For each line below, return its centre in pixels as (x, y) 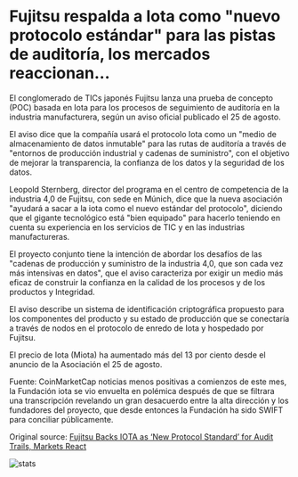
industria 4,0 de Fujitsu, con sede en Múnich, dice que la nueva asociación (146, 199)
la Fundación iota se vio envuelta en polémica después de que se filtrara (142, 391)
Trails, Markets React (48, 446)
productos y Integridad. (52, 292)
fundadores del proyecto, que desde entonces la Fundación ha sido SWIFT (146, 410)
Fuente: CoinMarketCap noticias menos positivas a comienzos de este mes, (148, 382)
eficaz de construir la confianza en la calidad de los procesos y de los (137, 282)
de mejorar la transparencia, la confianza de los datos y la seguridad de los (147, 162)
